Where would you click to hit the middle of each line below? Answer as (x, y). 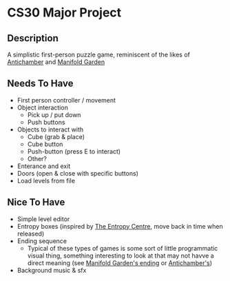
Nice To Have (36, 202)
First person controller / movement (66, 100)
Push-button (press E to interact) (74, 151)
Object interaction (43, 107)
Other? (37, 158)
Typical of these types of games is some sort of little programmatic (123, 248)
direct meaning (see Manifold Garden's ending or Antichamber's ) (119, 262)
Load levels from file (46, 180)
